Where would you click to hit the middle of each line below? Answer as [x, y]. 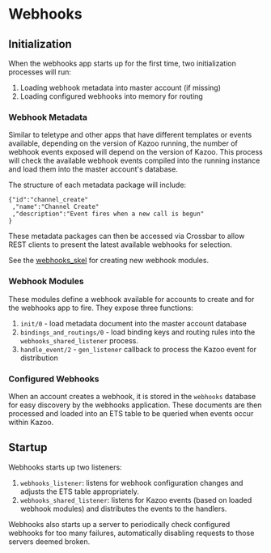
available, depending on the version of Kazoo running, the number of [123, 143]
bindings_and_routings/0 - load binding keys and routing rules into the [138, 332]
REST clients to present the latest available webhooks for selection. [121, 245]
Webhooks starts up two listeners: [66, 467]
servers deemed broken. [49, 541]
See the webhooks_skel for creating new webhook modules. [108, 261]
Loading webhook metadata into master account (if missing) [120, 87]
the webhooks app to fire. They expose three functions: [101, 308]
